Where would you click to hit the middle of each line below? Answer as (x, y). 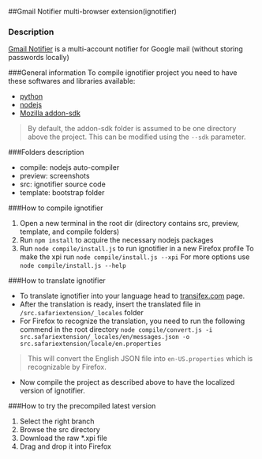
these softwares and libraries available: (72, 81)
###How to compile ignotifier (56, 208)
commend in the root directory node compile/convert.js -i (116, 329)
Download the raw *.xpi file (64, 438)
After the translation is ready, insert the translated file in (110, 304)
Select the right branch (57, 421)
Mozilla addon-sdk (50, 113)
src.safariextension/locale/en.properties (90, 344)
